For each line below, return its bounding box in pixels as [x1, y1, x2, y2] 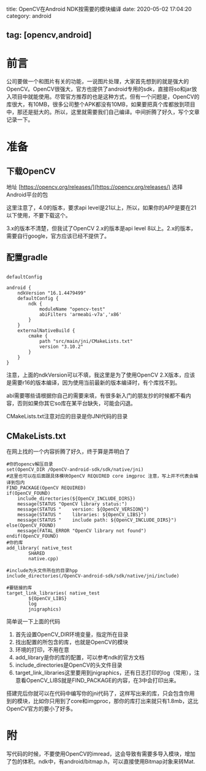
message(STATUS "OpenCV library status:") [17, 501, 128, 507]
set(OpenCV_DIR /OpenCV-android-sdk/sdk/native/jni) [6, 466, 144, 473]
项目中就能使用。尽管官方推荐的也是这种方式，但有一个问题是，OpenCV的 [11, 93, 200, 100]
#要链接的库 [6, 584, 32, 591]
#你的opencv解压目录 [6, 461, 53, 467]
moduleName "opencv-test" [39, 306, 105, 312]
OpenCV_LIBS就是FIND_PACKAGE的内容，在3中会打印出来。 [26, 676, 180, 684]
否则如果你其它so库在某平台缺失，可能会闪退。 [17, 400, 136, 407]
